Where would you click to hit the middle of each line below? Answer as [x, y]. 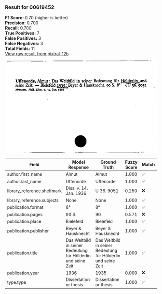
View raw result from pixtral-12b [37, 54]
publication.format [25, 207]
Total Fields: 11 [20, 49]
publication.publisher [28, 231]
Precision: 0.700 [22, 23]
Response [79, 167]
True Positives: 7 [22, 33]
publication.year [23, 273]
